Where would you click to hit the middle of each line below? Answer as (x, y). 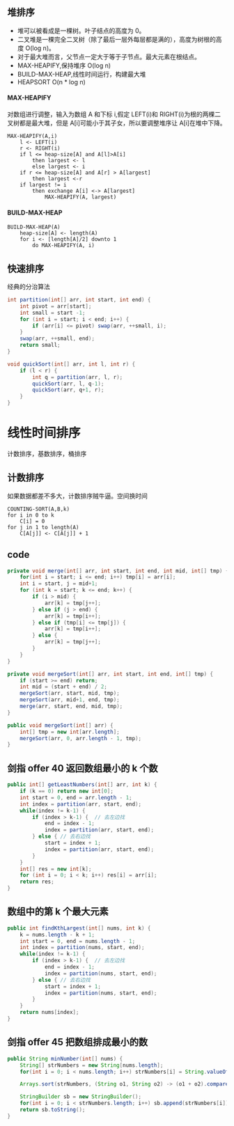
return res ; (37, 882)
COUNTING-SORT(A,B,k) (39, 509)
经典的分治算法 (29, 287)
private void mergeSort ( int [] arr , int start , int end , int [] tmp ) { (110, 674)
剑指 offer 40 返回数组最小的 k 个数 (83, 768)
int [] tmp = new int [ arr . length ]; (70, 732)
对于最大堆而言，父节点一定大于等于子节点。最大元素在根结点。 (109, 56)
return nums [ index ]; (49, 1012)
